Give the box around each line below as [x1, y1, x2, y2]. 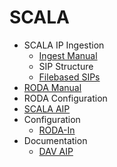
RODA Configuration [23, 92, 108, 104]
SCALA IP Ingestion [23, 39, 105, 51]
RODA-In [38, 124, 76, 136]
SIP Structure [38, 60, 94, 72]
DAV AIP [38, 145, 74, 157]
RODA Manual [23, 81, 82, 93]
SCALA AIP [23, 102, 71, 115]
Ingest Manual [38, 49, 98, 61]
